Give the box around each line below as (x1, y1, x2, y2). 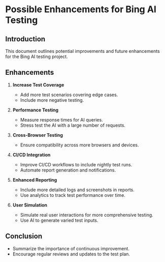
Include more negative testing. (20, 97, 84, 103)
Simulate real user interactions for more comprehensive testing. (20, 212, 153, 218)
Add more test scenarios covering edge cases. (20, 92, 118, 98)
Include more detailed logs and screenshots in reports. (20, 187, 135, 193)
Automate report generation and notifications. (20, 167, 116, 173)
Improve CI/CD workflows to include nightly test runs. (20, 161, 133, 167)
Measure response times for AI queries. (20, 117, 103, 123)
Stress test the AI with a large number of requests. (20, 122, 126, 128)
